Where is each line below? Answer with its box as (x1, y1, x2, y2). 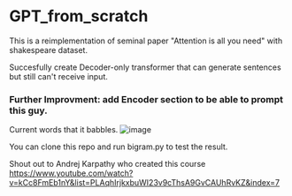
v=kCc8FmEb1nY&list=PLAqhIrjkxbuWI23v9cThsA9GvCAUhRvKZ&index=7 (9, 177, 280, 188)
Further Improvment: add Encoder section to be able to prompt (9, 93, 284, 105)
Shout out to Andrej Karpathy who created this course (9, 159, 206, 170)
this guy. (9, 104, 48, 117)
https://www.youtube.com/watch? (9, 168, 134, 178)
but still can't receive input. (9, 71, 109, 81)
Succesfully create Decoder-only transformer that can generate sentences (9, 62, 281, 72)
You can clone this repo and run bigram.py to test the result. (9, 141, 228, 152)
